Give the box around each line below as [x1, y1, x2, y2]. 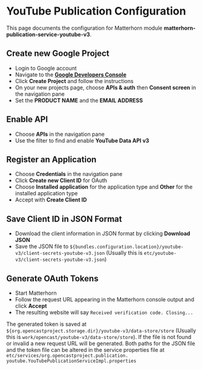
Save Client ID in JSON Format [6, 214, 122, 224]
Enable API [6, 114, 48, 125]
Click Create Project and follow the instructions [15, 77, 134, 84]
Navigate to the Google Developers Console [15, 71, 127, 78]
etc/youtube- [144, 251, 177, 257]
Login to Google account [15, 64, 77, 72]
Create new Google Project [6, 49, 110, 59]
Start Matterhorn [15, 289, 57, 297]
